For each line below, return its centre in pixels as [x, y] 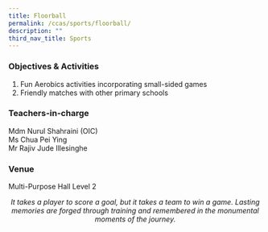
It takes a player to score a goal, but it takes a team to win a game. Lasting [135, 202]
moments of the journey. [135, 219]
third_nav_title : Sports [50, 38]
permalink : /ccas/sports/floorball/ [70, 23]
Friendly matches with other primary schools [94, 93]
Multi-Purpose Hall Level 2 [52, 187]
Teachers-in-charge [49, 114]
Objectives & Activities [54, 67]
